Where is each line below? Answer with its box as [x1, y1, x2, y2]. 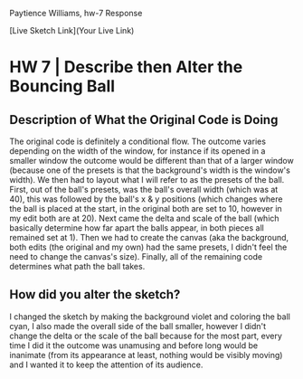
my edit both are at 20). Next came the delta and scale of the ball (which [9, 213, 279, 223]
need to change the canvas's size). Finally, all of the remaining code [9, 251, 263, 261]
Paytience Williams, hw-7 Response [9, 8, 143, 18]
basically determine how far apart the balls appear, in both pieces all [9, 223, 264, 233]
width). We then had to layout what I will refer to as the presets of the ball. [9, 175, 285, 185]
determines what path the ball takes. [9, 261, 146, 271]
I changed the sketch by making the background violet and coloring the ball [9, 311, 291, 322]
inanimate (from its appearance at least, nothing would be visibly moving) [9, 349, 283, 360]
